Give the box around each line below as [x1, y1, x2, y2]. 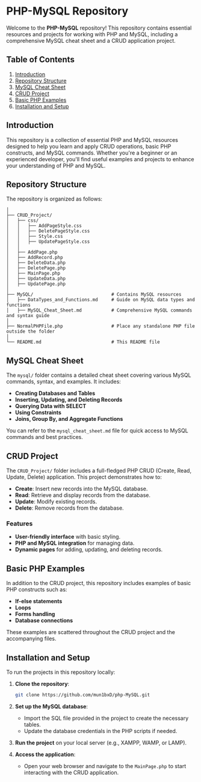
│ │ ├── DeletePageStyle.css [6, 228, 90, 234]
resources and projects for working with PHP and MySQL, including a [6, 30, 178, 37]
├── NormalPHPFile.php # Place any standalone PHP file [6, 323, 196, 330]
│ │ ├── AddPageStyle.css [6, 223, 82, 229]
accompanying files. [6, 635, 57, 643]
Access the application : [14, 751, 76, 758]
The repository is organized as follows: [6, 195, 103, 203]
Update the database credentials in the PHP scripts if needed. [23, 727, 178, 734]
